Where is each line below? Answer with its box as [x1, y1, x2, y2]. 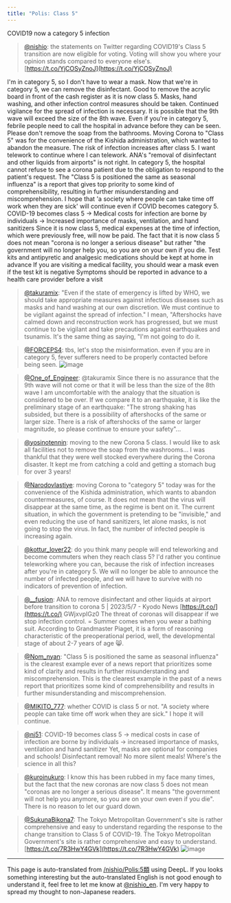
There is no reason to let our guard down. [23, 802, 142, 810]
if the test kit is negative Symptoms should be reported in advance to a [7, 268, 208, 276]
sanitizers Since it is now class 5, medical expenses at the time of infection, [7, 224, 221, 232]
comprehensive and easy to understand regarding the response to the [23, 822, 223, 831]
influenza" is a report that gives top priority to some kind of [7, 180, 175, 188]
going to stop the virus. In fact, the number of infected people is [23, 524, 205, 533]
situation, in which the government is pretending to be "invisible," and [23, 510, 221, 518]
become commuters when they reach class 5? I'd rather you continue [23, 552, 221, 561]
